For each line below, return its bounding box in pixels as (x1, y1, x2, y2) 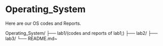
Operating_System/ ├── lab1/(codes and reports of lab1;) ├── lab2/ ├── (5, 30, 158, 36)
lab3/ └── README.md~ (5, 35, 57, 41)
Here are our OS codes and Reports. (5, 20, 81, 26)
